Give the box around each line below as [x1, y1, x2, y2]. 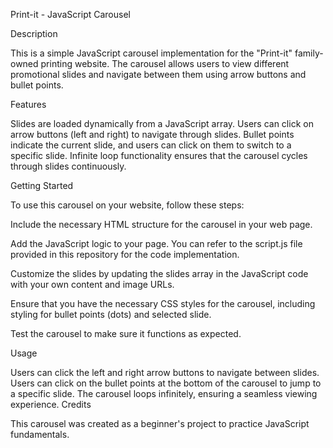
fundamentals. [10, 429, 70, 440]
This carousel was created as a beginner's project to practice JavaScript [10, 418, 310, 429]
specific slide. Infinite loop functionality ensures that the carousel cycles [10, 150, 308, 161]
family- [294, 47, 324, 59]
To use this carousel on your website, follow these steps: [10, 199, 245, 211]
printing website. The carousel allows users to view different [40, 58, 290, 69]
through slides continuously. [10, 160, 127, 172]
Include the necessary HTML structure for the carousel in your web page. [10, 219, 313, 230]
